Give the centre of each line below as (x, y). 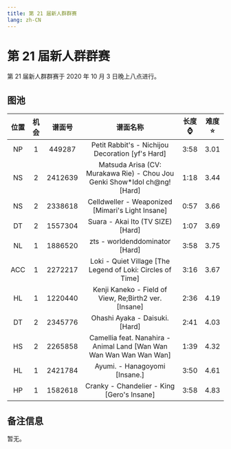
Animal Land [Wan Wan (130, 346)
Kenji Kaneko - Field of (130, 290)
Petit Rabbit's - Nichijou (130, 145)
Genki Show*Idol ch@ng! (130, 182)
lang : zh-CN (24, 20)
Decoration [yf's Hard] (130, 154)
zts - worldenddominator (130, 242)
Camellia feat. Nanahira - (130, 338)
